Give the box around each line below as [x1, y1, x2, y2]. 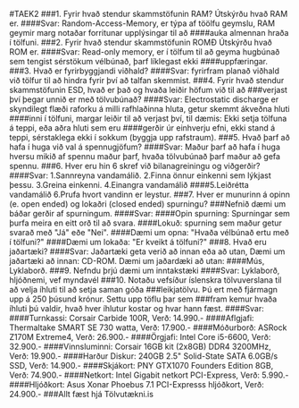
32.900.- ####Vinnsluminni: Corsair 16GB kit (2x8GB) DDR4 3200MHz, [9, 341, 271, 352]
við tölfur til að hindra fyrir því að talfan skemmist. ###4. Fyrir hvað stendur [9, 75, 285, 85]
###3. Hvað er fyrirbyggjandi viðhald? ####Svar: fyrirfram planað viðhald [9, 65, 279, 76]
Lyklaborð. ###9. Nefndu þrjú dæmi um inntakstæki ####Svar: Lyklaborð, [9, 265, 280, 276]
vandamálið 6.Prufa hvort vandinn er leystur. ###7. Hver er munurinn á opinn [9, 189, 291, 200]
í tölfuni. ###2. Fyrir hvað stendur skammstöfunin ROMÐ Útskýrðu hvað [9, 37, 272, 47]
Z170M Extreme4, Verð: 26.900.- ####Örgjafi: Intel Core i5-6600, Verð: [9, 332, 271, 342]
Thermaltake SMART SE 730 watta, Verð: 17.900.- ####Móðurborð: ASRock [9, 322, 287, 333]
